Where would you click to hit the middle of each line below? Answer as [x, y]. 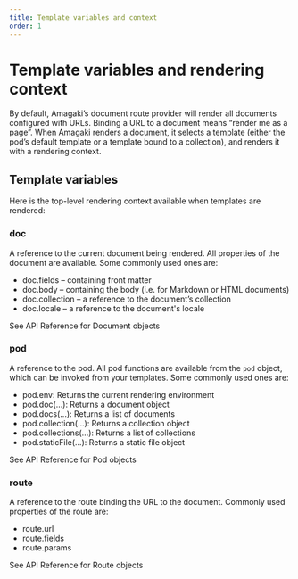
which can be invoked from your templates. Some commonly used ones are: [149, 377]
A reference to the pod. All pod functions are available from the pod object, [146, 368]
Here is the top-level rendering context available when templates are [135, 201]
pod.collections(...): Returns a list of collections [109, 433]
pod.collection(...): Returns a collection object [106, 423]
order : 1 [25, 26]
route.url [38, 529]
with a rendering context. [55, 152]
